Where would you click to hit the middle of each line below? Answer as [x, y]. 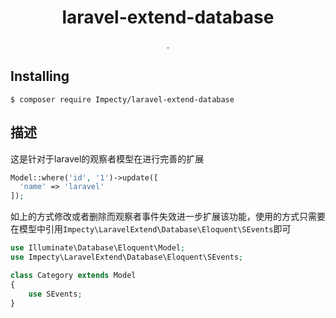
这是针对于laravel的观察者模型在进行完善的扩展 [107, 158]
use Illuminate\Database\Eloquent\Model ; [98, 248]
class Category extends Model [73, 275]
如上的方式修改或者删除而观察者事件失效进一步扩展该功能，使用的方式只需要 [168, 217]
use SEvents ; [55, 294]
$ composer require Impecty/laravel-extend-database [122, 99]
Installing [40, 76]
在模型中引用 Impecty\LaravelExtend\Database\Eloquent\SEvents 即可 [151, 229]
